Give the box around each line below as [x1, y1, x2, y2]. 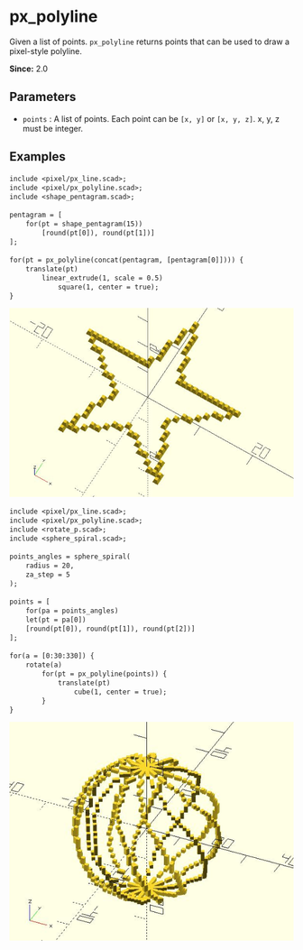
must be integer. [22, 123, 84, 134]
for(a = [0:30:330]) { [9, 651, 95, 660]
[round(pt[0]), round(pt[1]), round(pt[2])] [25, 624, 196, 633]
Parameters [9, 89, 77, 105]
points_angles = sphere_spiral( [9, 552, 131, 561]
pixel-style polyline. [9, 45, 83, 56]
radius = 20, [25, 561, 75, 570]
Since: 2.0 [9, 63, 48, 74]
